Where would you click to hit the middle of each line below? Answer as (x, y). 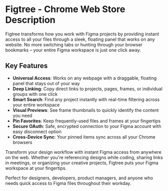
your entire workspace (36, 105)
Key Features (27, 66)
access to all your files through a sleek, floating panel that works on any (80, 39)
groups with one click (35, 94)
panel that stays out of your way (46, 83)
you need (23, 115)
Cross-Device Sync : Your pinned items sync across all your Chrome (84, 137)
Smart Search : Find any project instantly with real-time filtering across (86, 99)
